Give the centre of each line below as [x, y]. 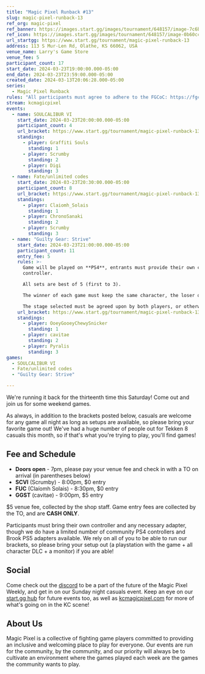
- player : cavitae [46, 335]
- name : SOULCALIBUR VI [42, 114]
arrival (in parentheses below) [53, 475]
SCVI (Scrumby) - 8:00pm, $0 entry [60, 482]
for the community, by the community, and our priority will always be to [96, 651]
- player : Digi [42, 166]
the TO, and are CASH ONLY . [43, 513]
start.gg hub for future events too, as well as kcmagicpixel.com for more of [100, 598]
